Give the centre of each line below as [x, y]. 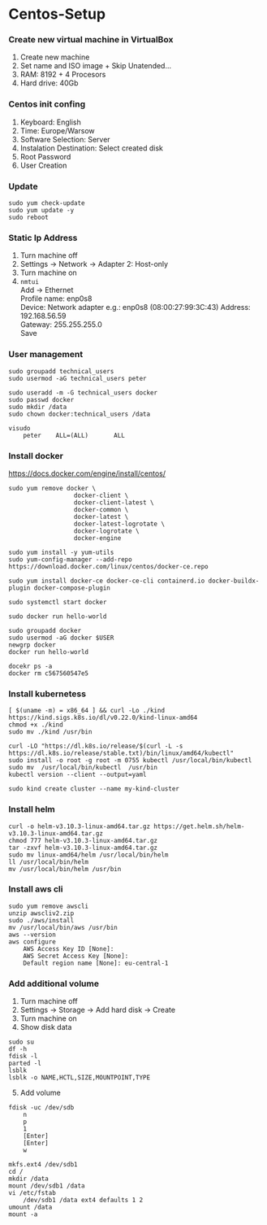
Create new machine [55, 57]
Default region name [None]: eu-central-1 [96, 963]
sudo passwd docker [41, 399]
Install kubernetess [47, 694]
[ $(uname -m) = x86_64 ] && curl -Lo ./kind [86, 711]
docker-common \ [101, 509]
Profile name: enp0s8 [56, 299]
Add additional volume [54, 983]
